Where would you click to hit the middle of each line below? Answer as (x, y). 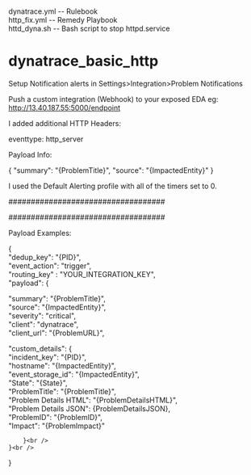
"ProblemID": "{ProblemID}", (56, 418)
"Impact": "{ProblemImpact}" (57, 426)
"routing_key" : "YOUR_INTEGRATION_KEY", (82, 275)
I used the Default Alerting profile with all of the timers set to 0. (113, 186)
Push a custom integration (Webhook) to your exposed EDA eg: (113, 99)
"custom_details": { (40, 349)
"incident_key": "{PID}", (48, 357)
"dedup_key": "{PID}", (45, 258)
